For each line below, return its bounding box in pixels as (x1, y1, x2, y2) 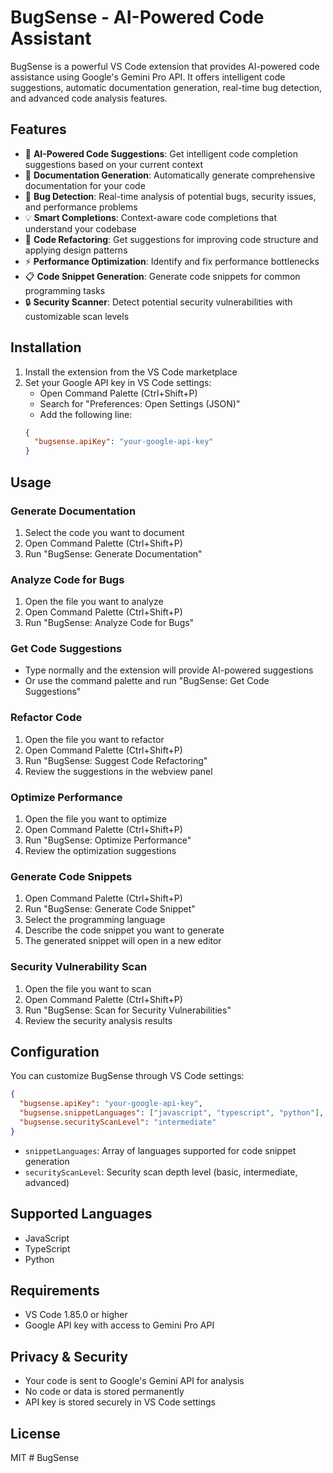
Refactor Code (10, 711, 83, 725)
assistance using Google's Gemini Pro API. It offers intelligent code (10, 71, 286, 83)
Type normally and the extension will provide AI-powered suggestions (24, 664, 314, 676)
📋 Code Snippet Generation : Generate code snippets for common (24, 270, 301, 282)
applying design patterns (24, 244, 128, 256)
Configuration (10, 1044, 100, 1061)
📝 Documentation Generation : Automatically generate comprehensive (24, 169, 316, 181)
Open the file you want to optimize (24, 813, 167, 825)
